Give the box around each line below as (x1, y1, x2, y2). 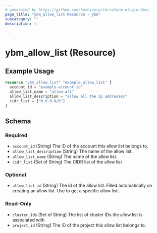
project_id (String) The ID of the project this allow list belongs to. (12, 222, 146, 228)
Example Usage (5, 67, 54, 75)
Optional (5, 171, 26, 178)
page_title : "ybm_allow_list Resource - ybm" (5, 12, 101, 17)
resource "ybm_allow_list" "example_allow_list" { (5, 80, 112, 85)
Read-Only (5, 200, 32, 207)
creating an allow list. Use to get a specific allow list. (12, 188, 119, 194)
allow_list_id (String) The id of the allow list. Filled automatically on (12, 182, 153, 189)
